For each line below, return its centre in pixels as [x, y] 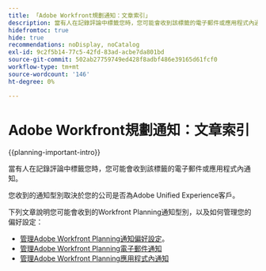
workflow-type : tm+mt [44, 67]
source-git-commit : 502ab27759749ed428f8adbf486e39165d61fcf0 [113, 60]
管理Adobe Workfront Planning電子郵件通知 [91, 249]
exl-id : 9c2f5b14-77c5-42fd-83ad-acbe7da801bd [86, 52]
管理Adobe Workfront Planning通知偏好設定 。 [94, 239]
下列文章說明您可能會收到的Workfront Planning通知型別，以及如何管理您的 [130, 212]
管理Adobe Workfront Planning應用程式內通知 [94, 258]
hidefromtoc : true [38, 30]
